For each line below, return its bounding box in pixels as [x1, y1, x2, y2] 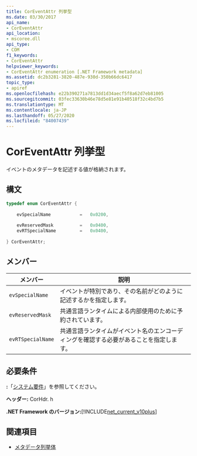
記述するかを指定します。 [59, 295, 130, 304]
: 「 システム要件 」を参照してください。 [6, 383, 100, 390]
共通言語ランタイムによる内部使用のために [59, 307, 177, 315]
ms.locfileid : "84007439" [6, 118, 69, 124]
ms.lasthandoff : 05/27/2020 [6, 112, 75, 118]
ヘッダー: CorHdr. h [6, 395, 54, 402]
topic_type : [6, 80, 35, 86]
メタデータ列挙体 [14, 444, 56, 451]
